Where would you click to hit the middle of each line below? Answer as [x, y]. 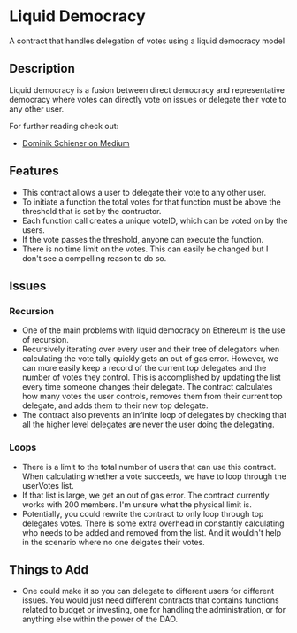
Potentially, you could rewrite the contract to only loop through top [143, 513]
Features [34, 171]
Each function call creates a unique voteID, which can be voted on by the [155, 220]
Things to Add [49, 570]
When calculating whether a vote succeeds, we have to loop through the [154, 476]
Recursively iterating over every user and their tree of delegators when [151, 349]
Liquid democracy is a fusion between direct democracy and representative [147, 89]
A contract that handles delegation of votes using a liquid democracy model [147, 41]
